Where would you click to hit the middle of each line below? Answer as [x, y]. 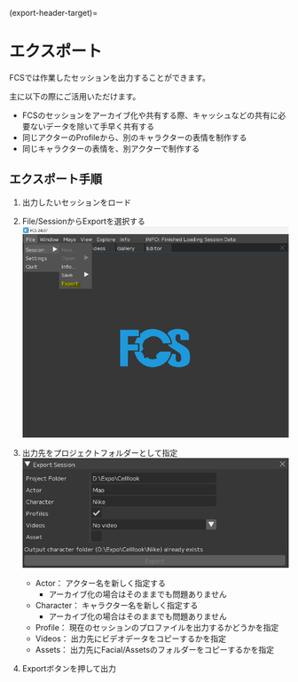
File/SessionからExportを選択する [84, 221]
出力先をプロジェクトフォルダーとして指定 [100, 453]
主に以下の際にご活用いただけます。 [75, 96]
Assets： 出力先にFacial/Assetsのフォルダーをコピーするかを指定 [155, 649]
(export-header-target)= [54, 13]
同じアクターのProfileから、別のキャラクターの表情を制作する [134, 137]
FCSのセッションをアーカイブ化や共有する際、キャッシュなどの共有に [150, 115]
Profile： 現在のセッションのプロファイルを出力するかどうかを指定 [157, 627]
